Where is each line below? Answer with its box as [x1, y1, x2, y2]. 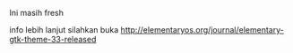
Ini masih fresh [9, 8, 65, 18]
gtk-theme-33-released [9, 34, 97, 44]
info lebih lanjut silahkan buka [9, 25, 119, 34]
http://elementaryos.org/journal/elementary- [120, 25, 284, 34]
